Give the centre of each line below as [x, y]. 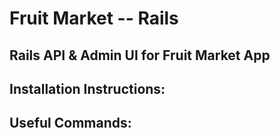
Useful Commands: [70, 123]
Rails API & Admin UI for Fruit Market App [140, 55]
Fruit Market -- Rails [94, 18]
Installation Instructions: [87, 88]
